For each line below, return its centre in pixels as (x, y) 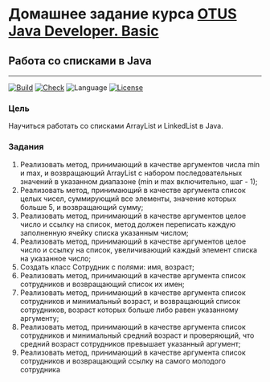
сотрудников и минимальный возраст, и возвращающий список (130, 301)
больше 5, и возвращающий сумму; (82, 207)
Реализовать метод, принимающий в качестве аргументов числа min (140, 164)
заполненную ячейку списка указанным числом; (104, 232)
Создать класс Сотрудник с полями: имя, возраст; (107, 267)
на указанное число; (55, 258)
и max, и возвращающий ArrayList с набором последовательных (131, 173)
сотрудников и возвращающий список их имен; (102, 284)
